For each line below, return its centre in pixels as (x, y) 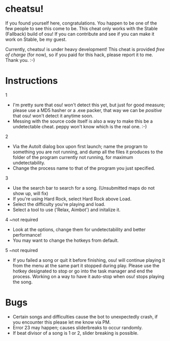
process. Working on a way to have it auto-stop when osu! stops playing (88, 276)
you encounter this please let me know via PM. (62, 322)
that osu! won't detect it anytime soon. (53, 116)
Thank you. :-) (20, 60)
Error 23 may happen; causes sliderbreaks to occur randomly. (78, 327)
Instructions (32, 81)
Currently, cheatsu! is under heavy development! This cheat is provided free (85, 49)
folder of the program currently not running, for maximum (73, 157)
